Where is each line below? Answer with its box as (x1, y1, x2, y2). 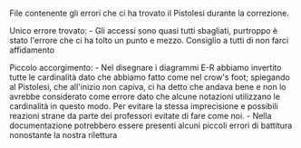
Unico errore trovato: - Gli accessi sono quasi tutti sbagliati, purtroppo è (9, 25, 278, 35)
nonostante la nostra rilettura (9, 130, 118, 140)
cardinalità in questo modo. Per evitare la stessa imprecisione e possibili (9, 101, 278, 112)
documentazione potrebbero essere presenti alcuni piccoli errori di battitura (9, 120, 293, 131)
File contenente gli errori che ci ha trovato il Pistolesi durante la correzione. (9, 8, 290, 18)
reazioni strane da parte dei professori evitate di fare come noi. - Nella (9, 111, 272, 121)
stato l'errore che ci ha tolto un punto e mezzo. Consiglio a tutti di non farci (9, 35, 289, 45)
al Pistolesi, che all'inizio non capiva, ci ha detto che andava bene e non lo (9, 82, 286, 92)
